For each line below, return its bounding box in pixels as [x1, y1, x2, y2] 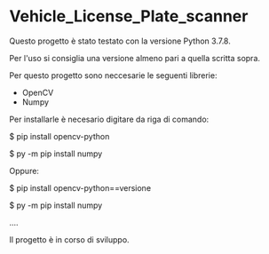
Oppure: [9, 165, 40, 176]
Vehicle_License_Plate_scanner [9, 6, 249, 27]
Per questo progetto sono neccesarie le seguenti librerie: [9, 69, 218, 81]
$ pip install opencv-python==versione [9, 182, 152, 193]
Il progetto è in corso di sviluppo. [9, 234, 131, 245]
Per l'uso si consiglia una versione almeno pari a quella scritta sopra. [9, 52, 260, 63]
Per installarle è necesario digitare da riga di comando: [9, 114, 210, 124]
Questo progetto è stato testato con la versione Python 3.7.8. [9, 36, 231, 46]
